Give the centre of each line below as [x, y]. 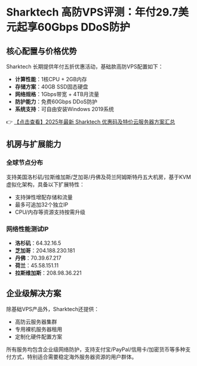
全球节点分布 [25, 163]
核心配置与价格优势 [41, 51]
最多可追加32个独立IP [41, 204]
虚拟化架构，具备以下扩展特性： [45, 184]
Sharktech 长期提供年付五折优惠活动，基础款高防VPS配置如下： [85, 67]
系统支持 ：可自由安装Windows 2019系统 [64, 109]
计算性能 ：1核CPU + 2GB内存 [51, 79]
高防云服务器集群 [36, 322]
